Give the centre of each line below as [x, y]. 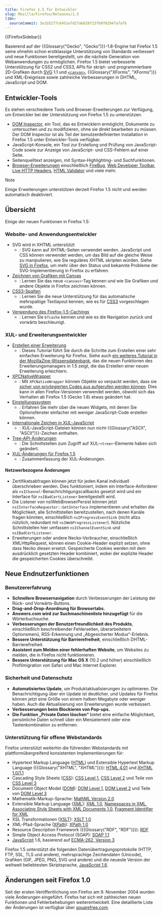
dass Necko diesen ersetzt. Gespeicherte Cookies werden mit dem [79, 548]
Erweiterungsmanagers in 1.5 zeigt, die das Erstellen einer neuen [84, 366]
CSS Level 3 [24, 783]
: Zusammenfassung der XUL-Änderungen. [62, 459]
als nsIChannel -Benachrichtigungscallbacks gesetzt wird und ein [77, 491]
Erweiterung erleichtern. [43, 371]
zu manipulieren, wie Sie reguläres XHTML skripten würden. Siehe [85, 260]
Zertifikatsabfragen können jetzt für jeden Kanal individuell [71, 481]
